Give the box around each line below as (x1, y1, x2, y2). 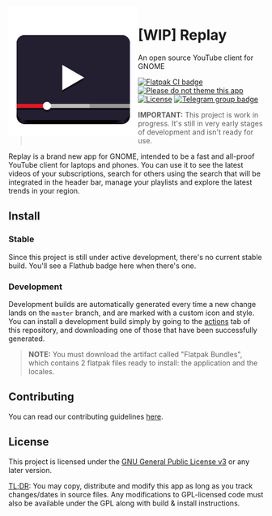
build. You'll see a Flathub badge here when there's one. (8, 261, 197, 271)
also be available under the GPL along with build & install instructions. (8, 498, 240, 508)
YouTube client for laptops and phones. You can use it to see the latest (8, 160, 244, 169)
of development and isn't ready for (138, 127, 253, 137)
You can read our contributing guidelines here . (8, 412, 164, 421)
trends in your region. (8, 186, 80, 195)
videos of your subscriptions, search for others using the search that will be (8, 168, 261, 178)
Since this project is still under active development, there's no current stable (8, 252, 262, 262)
